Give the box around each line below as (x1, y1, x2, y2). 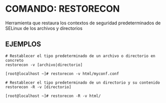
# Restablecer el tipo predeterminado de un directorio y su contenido (5, 80, 160, 85)
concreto (5, 58, 24, 63)
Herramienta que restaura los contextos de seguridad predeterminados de (5, 20, 161, 26)
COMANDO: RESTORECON (5, 3, 120, 15)
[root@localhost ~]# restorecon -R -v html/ (5, 93, 101, 98)
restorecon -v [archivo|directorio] (5, 62, 83, 67)
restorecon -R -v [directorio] (5, 84, 72, 89)
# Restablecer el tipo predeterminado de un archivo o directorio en (5, 53, 156, 58)
